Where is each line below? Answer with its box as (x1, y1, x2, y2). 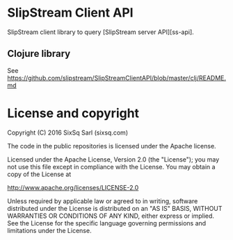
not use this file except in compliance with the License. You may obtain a (7, 162, 216, 171)
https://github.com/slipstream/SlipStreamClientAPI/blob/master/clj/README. (7, 74, 226, 82)
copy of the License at (7, 170, 72, 178)
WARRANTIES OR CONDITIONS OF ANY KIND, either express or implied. (7, 212, 214, 220)
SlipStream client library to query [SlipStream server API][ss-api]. (7, 28, 195, 36)
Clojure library (7, 48, 71, 60)
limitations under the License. (7, 226, 92, 234)
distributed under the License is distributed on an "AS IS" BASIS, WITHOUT (7, 204, 223, 212)
